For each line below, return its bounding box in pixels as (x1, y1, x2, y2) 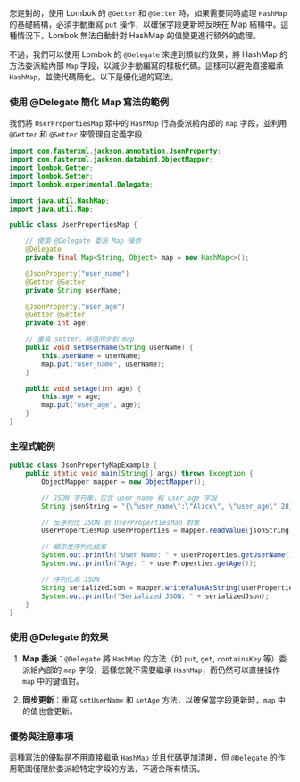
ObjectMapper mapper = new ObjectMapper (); (41, 477, 205, 487)
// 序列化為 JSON (41, 575, 101, 584)
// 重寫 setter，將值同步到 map (25, 335, 135, 344)
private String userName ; (25, 286, 122, 295)
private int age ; (25, 319, 90, 328)
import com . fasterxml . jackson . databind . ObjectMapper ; (9, 155, 214, 164)
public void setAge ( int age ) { (25, 384, 142, 393)
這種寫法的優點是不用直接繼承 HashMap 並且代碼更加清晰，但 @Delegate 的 (9, 752, 279, 762)
